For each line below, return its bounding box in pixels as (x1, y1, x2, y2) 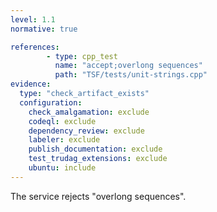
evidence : (10, 79, 52, 90)
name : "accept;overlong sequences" (54, 61, 203, 71)
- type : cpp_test (46, 51, 118, 61)
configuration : (19, 97, 83, 108)
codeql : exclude (28, 116, 97, 126)
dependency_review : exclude (28, 126, 145, 136)
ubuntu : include (28, 163, 97, 173)
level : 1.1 (10, 14, 56, 25)
